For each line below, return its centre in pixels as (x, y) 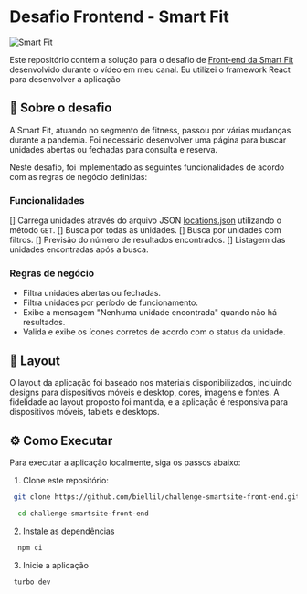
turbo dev (32, 582)
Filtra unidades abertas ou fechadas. (92, 293)
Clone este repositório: (66, 480)
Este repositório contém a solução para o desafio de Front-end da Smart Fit (152, 59)
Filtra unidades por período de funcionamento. (111, 302)
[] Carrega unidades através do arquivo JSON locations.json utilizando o (145, 220)
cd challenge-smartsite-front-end (83, 514)
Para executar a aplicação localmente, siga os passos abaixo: (125, 462)
